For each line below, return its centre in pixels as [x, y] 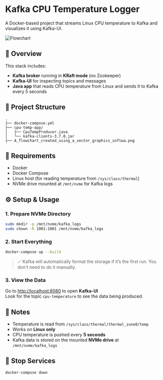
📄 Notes [18, 312]
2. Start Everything [29, 241]
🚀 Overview [23, 54]
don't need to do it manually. [47, 267]
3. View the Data [25, 280]
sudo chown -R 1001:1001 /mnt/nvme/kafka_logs [54, 228]
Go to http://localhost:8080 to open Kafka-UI [52, 291]
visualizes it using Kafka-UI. [34, 28]
